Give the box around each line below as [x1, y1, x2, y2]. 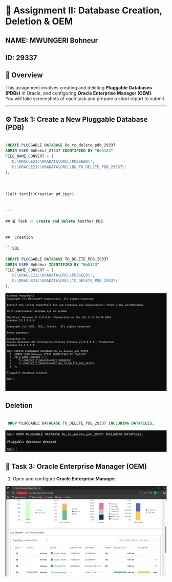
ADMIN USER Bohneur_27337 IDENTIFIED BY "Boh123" [5, 148, 114, 154]
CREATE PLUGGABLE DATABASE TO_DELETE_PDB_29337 [5, 256, 109, 261]
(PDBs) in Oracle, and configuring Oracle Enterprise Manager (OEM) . [5, 90, 153, 96]
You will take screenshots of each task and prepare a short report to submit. [5, 95, 166, 102]
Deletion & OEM [5, 15, 73, 27]
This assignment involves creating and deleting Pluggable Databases [5, 84, 153, 90]
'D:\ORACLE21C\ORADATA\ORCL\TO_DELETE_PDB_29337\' [10, 278, 120, 284]
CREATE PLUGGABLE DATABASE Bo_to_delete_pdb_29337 [5, 143, 116, 148]
